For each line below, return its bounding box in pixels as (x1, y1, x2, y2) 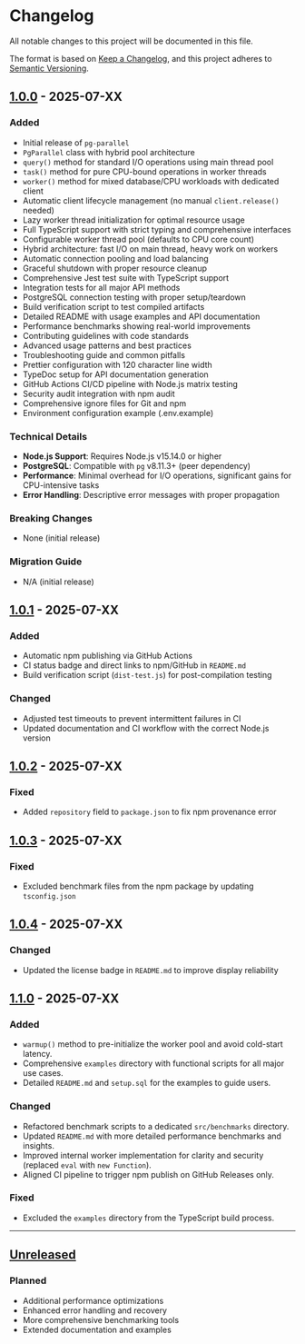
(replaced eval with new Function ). (22, 1160, 152, 1170)
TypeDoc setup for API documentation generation (22, 369, 209, 380)
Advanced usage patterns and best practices (22, 340, 192, 351)
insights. (22, 1140, 54, 1150)
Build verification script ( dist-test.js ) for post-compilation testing (22, 670, 272, 681)
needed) (22, 204, 54, 215)
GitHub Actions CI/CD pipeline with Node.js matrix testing (22, 378, 239, 389)
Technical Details (9, 430, 88, 443)
